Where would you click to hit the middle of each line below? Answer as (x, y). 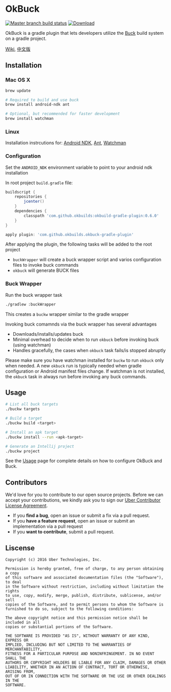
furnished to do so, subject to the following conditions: (70, 609)
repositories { (31, 197)
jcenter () (34, 202)
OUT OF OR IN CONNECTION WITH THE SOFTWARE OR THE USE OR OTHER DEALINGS (86, 676)
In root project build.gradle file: (39, 183)
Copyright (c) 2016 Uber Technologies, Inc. (54, 560)
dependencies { (31, 211)
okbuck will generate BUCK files (46, 271)
